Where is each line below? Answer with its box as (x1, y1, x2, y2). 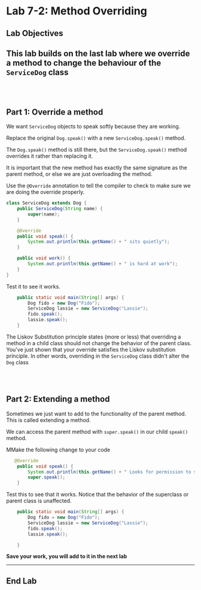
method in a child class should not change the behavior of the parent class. (6, 339, 192, 346)
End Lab (6, 576, 37, 586)
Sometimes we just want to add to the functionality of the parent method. (6, 410, 187, 417)
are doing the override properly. (6, 188, 85, 196)
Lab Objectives (6, 28, 64, 38)
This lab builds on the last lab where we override (6, 48, 190, 58)
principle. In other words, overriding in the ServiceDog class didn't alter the (6, 352, 190, 360)
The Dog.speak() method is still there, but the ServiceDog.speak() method (6, 146, 187, 154)
